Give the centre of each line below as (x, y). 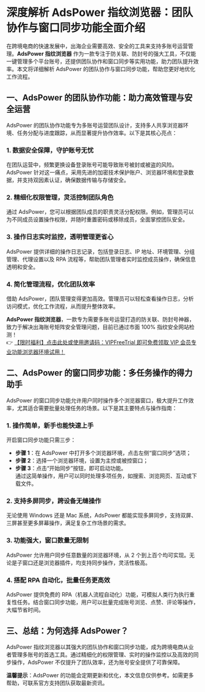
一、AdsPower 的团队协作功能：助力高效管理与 (95, 98)
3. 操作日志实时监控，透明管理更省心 (60, 237)
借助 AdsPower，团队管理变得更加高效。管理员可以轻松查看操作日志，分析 (100, 298)
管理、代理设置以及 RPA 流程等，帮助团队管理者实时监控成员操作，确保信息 (101, 259)
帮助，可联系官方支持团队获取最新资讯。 (57, 683)
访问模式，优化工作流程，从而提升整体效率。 (63, 306)
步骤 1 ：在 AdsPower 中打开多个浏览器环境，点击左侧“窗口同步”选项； (103, 453)
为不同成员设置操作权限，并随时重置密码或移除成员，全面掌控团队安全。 (97, 220)
